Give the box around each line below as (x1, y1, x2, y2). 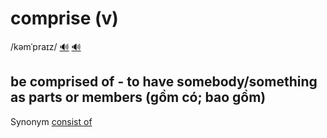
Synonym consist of (10, 115, 93, 127)
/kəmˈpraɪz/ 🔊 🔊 (10, 40, 82, 52)
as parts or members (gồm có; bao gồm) (10, 89, 267, 106)
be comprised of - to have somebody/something (10, 73, 318, 91)
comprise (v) (10, 7, 119, 30)
